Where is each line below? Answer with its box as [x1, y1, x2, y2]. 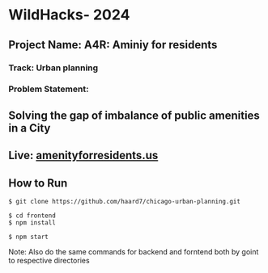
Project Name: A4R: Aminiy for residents [8, 38, 218, 52]
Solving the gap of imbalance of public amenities [8, 108, 261, 122]
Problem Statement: [8, 83, 89, 94]
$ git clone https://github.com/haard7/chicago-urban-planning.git [8, 198, 241, 206]
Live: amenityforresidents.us [8, 149, 159, 162]
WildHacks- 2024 [8, 6, 130, 24]
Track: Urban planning [8, 62, 99, 73]
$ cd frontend [8, 212, 57, 220]
